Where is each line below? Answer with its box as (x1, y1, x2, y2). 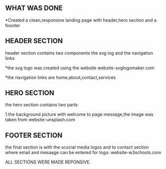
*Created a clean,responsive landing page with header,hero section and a (5, 17, 157, 23)
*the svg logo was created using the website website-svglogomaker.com (5, 64, 155, 71)
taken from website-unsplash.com (5, 116, 76, 123)
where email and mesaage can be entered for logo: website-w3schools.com (5, 150, 162, 156)
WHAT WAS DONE (5, 4, 63, 12)
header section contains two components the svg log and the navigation (5, 50, 153, 56)
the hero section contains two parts (5, 102, 78, 108)
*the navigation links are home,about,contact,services (5, 74, 116, 80)
